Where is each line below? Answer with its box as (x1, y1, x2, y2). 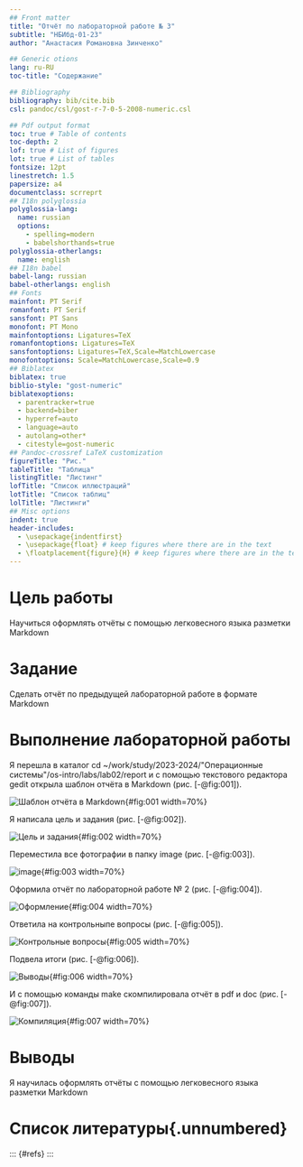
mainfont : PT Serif (9, 297, 83, 306)
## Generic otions (9, 55, 78, 64)
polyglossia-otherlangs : (9, 246, 103, 255)
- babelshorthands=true (25, 238, 115, 247)
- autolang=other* (17, 431, 87, 440)
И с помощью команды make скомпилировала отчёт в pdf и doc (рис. (9, 988, 280, 999)
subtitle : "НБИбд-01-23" (9, 30, 103, 39)
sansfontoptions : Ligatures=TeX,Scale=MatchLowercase (9, 347, 216, 357)
